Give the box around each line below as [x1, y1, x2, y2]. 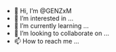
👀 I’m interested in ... [13, 14, 74, 22]
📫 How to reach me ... [13, 37, 79, 45]
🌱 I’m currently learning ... [13, 22, 89, 30]
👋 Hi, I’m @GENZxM [13, 7, 72, 15]
